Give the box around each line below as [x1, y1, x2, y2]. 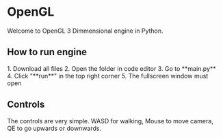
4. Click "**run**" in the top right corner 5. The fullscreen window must [7, 72, 209, 80]
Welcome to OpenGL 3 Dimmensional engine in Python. [7, 27, 163, 35]
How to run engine [7, 46, 88, 58]
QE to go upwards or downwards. [7, 124, 102, 132]
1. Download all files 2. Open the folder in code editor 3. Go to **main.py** [7, 64, 217, 72]
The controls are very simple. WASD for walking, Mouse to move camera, [7, 117, 213, 125]
